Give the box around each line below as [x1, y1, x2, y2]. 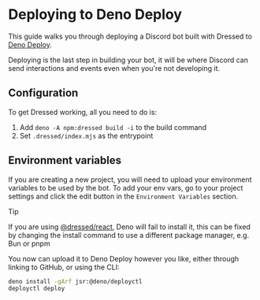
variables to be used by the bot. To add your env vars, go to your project [8, 183, 243, 192]
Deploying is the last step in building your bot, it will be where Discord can [8, 55, 248, 65]
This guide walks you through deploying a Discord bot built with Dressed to [8, 31, 252, 41]
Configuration [8, 87, 79, 100]
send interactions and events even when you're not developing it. [8, 63, 221, 72]
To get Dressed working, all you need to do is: [8, 107, 158, 117]
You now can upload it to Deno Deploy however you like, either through [8, 254, 240, 263]
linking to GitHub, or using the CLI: [8, 262, 120, 272]
